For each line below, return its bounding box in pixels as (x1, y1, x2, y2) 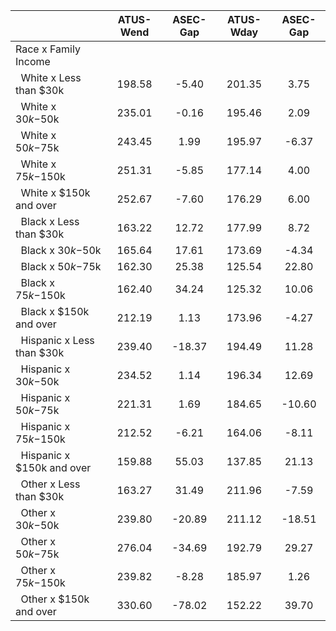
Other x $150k (20, 592, 90, 606)
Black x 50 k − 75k (20, 260, 102, 273)
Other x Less (20, 477, 81, 491)
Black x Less (20, 215, 80, 228)
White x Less (20, 71, 82, 84)
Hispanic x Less (20, 334, 95, 347)
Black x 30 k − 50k (20, 244, 102, 257)
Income (15, 55, 51, 68)
